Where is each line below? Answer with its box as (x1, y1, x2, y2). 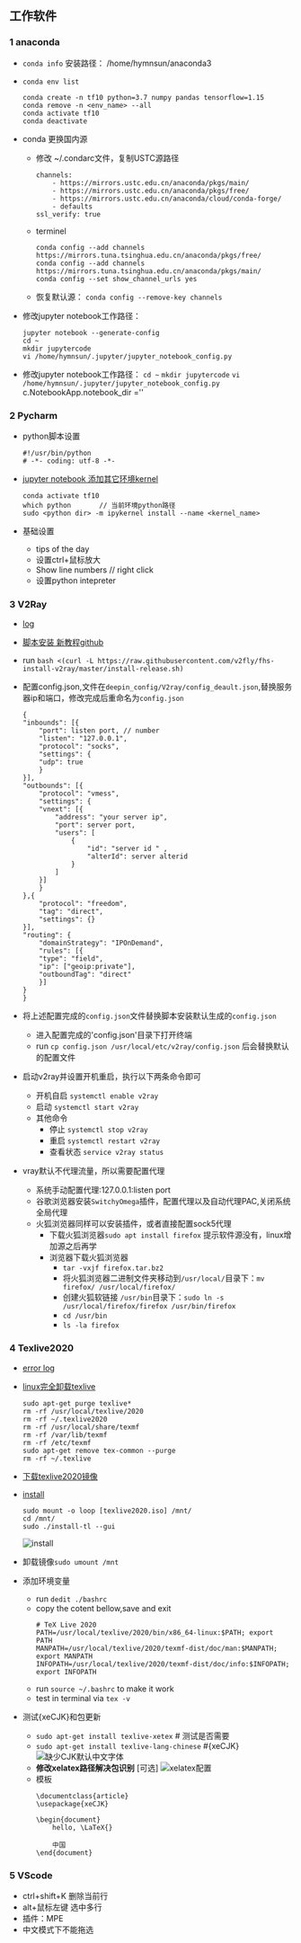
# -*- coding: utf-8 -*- (22, 457, 116, 466)
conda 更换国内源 (22, 133, 88, 144)
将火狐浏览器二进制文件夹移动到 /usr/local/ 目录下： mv (62, 1273, 265, 1283)
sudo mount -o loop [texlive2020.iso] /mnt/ (22, 1506, 192, 1515)
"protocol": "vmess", (39, 789, 120, 798)
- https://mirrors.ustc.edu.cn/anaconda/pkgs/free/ (52, 186, 250, 195)
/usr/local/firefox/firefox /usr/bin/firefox (62, 1302, 236, 1311)
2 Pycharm (9, 409, 58, 421)
